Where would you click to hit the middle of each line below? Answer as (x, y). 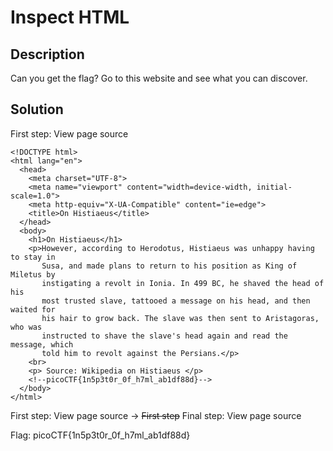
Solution (37, 109)
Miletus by (33, 274)
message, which (42, 344)
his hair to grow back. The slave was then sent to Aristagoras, (180, 318)
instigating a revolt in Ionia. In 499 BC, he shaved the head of (183, 283)
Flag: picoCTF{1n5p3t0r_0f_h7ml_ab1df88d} (100, 435)
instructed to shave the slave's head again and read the (164, 336)
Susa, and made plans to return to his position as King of (169, 266)
